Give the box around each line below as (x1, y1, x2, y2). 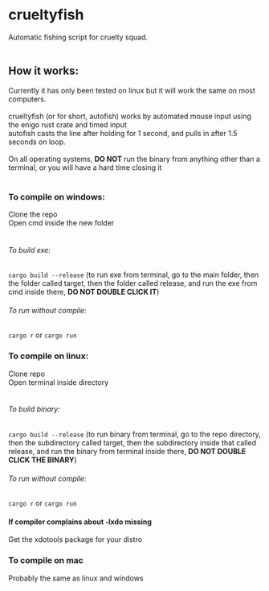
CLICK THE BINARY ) (8, 455, 78, 465)
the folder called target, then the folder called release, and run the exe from (8, 279, 258, 288)
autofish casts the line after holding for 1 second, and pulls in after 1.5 (8, 128, 238, 138)
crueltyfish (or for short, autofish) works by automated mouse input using (8, 111, 251, 121)
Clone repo (8, 369, 46, 378)
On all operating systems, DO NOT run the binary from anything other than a (8, 154, 261, 163)
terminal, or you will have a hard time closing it (8, 163, 162, 172)
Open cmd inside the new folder (8, 218, 115, 228)
